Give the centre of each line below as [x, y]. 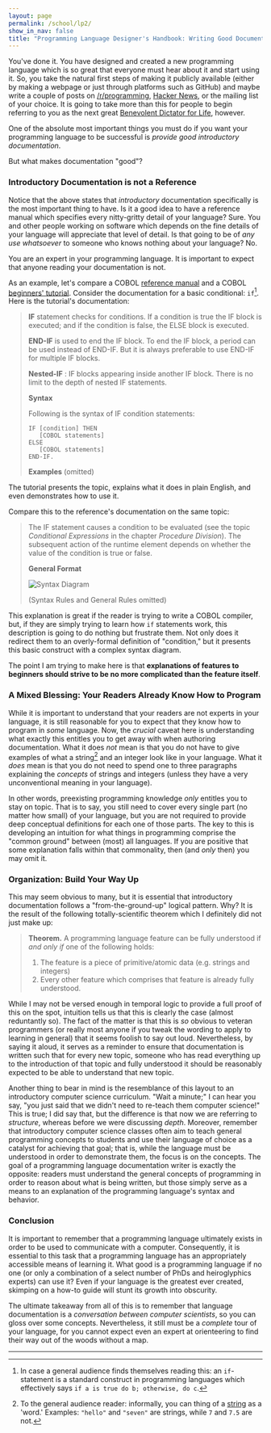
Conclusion [31, 1221]
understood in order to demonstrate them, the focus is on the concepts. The [135, 1157]
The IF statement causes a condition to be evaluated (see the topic [139, 527]
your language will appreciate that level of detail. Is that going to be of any [132, 234]
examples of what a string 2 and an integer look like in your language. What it [135, 756]
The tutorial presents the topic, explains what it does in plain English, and [130, 487]
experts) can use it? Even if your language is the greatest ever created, [126, 1281]
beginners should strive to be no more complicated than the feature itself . [134, 674]
